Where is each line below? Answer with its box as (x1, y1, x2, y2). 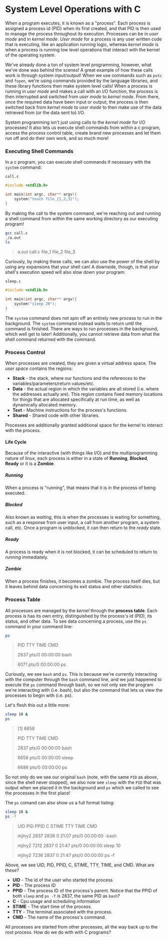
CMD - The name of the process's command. (12, 914, 106, 920)
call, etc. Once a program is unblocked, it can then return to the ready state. (5, 525, 161, 531)
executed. (5, 490, 26, 496)
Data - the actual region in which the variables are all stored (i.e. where (12, 386, 159, 392)
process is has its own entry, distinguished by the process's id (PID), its (5, 613, 152, 619)
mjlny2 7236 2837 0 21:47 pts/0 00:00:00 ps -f (17, 852, 115, 858)
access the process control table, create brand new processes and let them (5, 130, 161, 136)
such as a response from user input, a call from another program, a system (5, 520, 159, 526)
